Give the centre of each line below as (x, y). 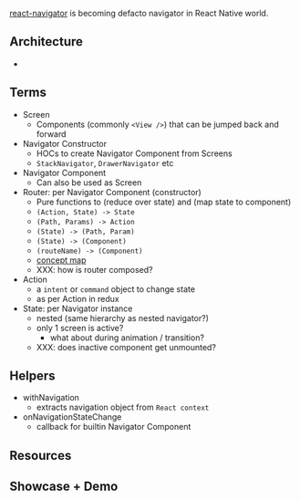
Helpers (32, 376)
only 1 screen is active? (80, 328)
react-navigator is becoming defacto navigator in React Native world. (139, 13)
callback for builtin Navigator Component (114, 427)
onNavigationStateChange (72, 417)
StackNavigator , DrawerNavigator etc (105, 162)
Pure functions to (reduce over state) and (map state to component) (164, 202)
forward (51, 134)
